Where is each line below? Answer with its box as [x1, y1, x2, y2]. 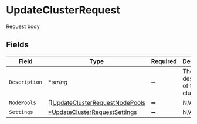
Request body [6, 23, 40, 30]
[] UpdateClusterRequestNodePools [47, 98, 145, 106]
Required [151, 57, 177, 65]
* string [47, 78, 68, 86]
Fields [6, 40, 29, 50]
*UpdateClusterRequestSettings [47, 108, 137, 116]
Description [9, 78, 43, 85]
